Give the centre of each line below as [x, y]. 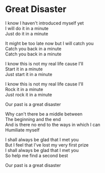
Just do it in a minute [27, 33]
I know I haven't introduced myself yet [44, 23]
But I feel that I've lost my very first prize [47, 145]
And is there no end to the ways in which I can [53, 124]
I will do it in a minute [27, 28]
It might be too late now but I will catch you [49, 43]
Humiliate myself [22, 130]
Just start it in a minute [29, 74]
